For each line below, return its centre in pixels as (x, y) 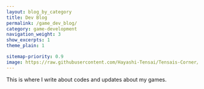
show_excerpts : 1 (28, 40)
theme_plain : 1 (25, 46)
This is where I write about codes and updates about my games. (87, 79)
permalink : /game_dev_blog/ (42, 23)
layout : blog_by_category (39, 12)
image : (15, 62)
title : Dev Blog (27, 18)
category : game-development (42, 29)
